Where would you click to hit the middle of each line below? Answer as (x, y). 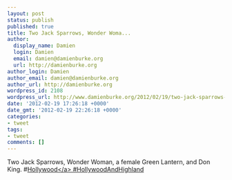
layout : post (26, 13)
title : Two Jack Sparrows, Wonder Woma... (69, 33)
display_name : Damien (45, 46)
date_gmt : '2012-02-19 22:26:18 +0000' (65, 110)
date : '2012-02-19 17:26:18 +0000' (58, 104)
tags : (15, 129)
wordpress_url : (29, 98)
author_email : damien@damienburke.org (63, 78)
